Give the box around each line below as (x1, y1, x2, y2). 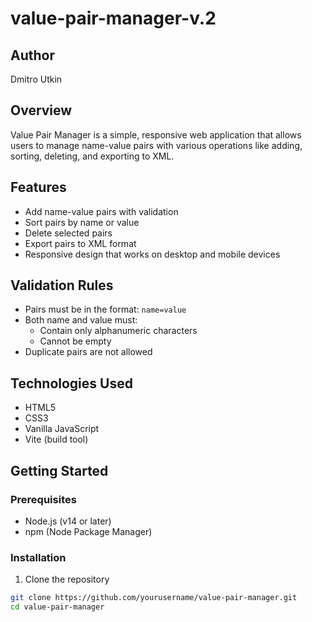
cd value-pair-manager (10, 602, 105, 612)
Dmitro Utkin (10, 73, 63, 85)
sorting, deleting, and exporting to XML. (10, 150, 175, 162)
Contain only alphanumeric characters (39, 325, 198, 337)
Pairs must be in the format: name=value (24, 303, 187, 316)
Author (10, 47, 55, 64)
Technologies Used (10, 375, 133, 392)
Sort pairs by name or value (24, 216, 140, 228)
